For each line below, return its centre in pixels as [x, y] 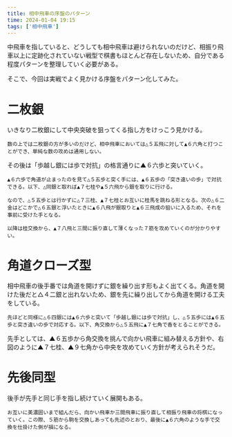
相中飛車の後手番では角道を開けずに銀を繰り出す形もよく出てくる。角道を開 [116, 286]
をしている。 [25, 303]
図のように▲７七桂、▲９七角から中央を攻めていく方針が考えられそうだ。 [113, 347]
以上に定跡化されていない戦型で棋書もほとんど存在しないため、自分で [113, 55]
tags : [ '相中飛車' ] [33, 26]
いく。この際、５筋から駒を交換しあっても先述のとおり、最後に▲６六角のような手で [114, 420]
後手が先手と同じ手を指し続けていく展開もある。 [77, 398]
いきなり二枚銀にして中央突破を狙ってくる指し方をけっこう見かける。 [107, 130]
